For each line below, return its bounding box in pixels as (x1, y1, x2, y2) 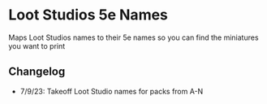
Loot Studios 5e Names (8, 6, 169, 24)
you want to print (8, 41, 66, 50)
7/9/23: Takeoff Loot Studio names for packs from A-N (19, 86, 204, 96)
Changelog (8, 65, 66, 79)
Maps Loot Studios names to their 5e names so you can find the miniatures (8, 32, 259, 42)
